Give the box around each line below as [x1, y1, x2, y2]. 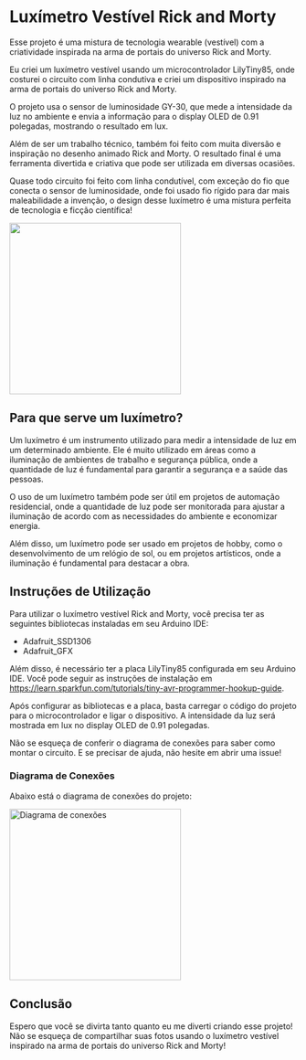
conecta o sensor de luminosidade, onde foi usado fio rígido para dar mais [9, 185, 290, 196]
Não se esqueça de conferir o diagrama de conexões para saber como [9, 737, 276, 748]
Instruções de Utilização [9, 584, 152, 599]
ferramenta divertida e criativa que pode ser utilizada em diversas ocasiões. [9, 157, 296, 168]
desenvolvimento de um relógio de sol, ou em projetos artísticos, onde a [9, 547, 281, 558]
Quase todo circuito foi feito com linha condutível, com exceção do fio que [9, 175, 290, 186]
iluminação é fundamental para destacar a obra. [9, 557, 190, 568]
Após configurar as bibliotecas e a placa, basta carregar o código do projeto [9, 700, 297, 711]
